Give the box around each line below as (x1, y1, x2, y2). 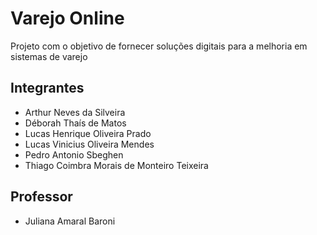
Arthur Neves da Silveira (24, 106, 126, 118)
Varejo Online (10, 7, 125, 30)
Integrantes (10, 80, 85, 97)
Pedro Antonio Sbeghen (24, 148, 124, 161)
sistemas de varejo (10, 50, 88, 62)
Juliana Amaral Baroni (24, 215, 116, 227)
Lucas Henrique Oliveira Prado (24, 127, 152, 139)
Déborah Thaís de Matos (24, 117, 127, 129)
